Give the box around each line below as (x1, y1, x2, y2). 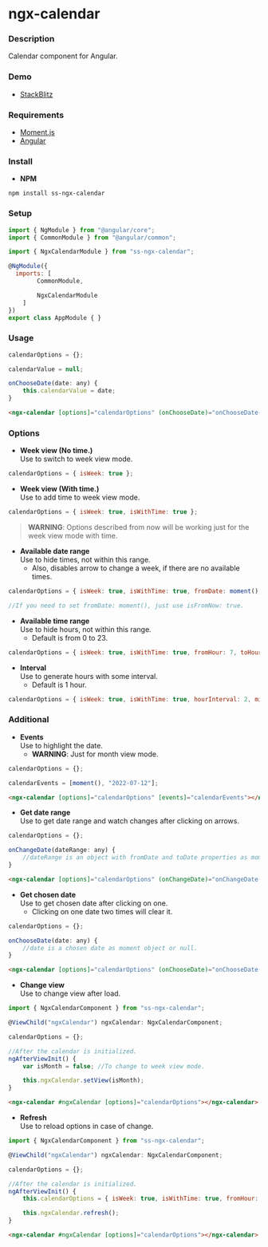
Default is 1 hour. (31, 680, 87, 689)
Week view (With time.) (19, 484, 100, 494)
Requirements (8, 109, 65, 120)
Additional (8, 714, 49, 725)
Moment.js (19, 128, 55, 137)
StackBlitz (19, 89, 53, 99)
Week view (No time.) (19, 446, 93, 456)
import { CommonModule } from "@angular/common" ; (8, 233, 177, 242)
